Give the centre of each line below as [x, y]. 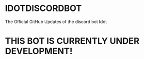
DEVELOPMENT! [39, 51]
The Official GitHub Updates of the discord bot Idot [56, 22]
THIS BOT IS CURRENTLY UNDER [72, 41]
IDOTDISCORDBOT [43, 8]
